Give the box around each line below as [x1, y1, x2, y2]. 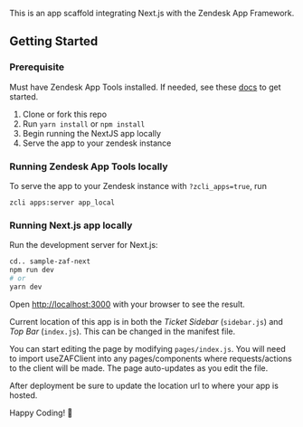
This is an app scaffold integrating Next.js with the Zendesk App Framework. [9, 8, 295, 18]
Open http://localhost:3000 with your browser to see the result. [9, 299, 246, 309]
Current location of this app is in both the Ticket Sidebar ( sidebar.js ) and [9, 316, 283, 327]
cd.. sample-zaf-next [9, 257, 91, 266]
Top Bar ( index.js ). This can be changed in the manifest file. [9, 326, 236, 337]
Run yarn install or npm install [22, 118, 146, 129]
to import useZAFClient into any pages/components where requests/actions [9, 353, 292, 364]
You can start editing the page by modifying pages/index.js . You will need [9, 343, 287, 354]
